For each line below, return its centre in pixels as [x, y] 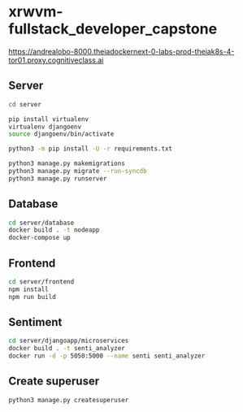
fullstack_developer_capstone [113, 29]
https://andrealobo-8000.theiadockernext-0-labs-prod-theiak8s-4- [121, 51]
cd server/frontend [41, 282]
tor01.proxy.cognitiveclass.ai [56, 60]
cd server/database [41, 223]
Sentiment [35, 322]
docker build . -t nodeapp [54, 230]
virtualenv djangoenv [45, 127]
